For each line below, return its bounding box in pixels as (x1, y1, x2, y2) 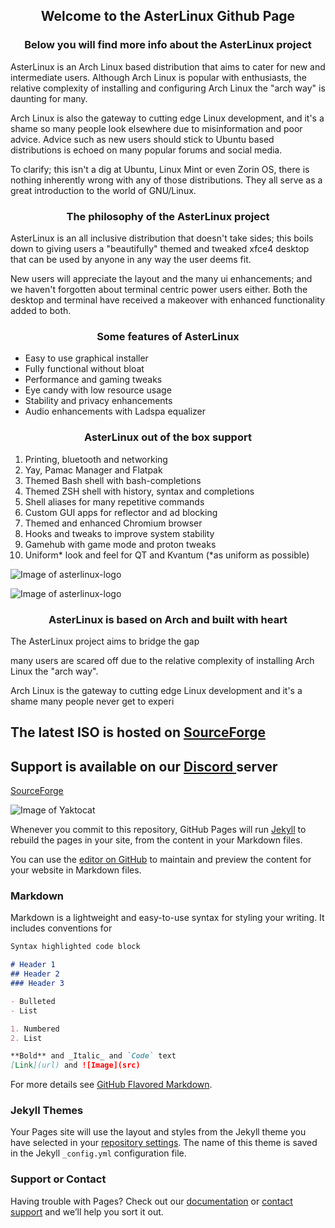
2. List (10, 1033, 43, 1043)
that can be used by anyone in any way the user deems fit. (10, 253, 252, 265)
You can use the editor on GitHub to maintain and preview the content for (10, 854, 312, 866)
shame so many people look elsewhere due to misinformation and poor (10, 122, 303, 134)
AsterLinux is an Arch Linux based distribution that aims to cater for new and (10, 60, 326, 73)
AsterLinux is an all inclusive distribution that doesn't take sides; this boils (10, 232, 314, 244)
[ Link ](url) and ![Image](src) (10, 1060, 141, 1071)
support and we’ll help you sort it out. (10, 1205, 164, 1218)
